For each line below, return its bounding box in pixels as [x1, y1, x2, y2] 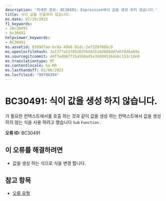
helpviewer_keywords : [5, 35, 50, 40]
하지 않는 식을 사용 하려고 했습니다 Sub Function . [5, 119, 101, 125]
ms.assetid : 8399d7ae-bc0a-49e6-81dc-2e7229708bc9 [5, 44, 113, 49]
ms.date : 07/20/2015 [5, 16, 48, 21]
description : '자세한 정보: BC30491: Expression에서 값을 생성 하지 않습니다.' [5, 7, 157, 12]
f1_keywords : [5, 21, 32, 26]
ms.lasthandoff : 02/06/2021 [5, 68, 64, 73]
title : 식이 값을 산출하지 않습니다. [5, 12, 71, 17]
